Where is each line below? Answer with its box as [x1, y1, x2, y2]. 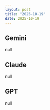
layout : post [5, 7, 31, 12]
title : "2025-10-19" [5, 12, 46, 16]
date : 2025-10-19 [5, 16, 40, 21]
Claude [5, 61, 27, 69]
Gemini [5, 34, 27, 42]
